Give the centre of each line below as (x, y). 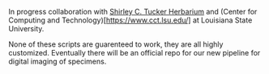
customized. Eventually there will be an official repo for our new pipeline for (134, 53)
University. (26, 29)
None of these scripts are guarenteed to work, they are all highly (116, 44)
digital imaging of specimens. (58, 61)
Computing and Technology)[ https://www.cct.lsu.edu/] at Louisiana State (130, 20)
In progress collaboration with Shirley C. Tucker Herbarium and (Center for (133, 12)
